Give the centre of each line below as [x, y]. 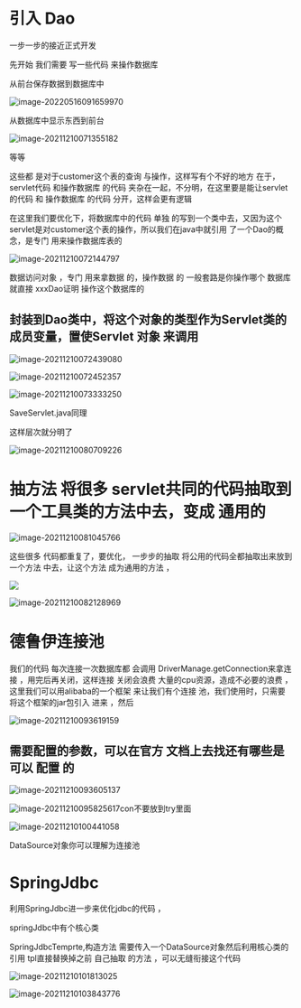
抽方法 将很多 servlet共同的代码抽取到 [150, 489]
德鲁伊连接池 [57, 641]
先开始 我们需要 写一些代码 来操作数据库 [84, 64]
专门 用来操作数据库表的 [78, 240]
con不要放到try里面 [156, 808]
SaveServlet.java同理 [48, 413]
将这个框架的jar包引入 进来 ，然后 [72, 702]
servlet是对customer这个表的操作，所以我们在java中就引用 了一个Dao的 [143, 229]
